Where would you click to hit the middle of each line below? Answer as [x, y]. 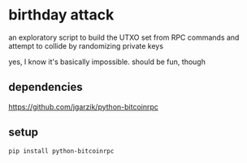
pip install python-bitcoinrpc [61, 151]
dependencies [45, 87]
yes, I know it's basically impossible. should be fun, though [107, 62]
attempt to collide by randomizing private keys [86, 45]
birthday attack [61, 15]
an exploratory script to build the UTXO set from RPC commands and [124, 37]
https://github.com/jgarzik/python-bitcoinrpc [83, 106]
